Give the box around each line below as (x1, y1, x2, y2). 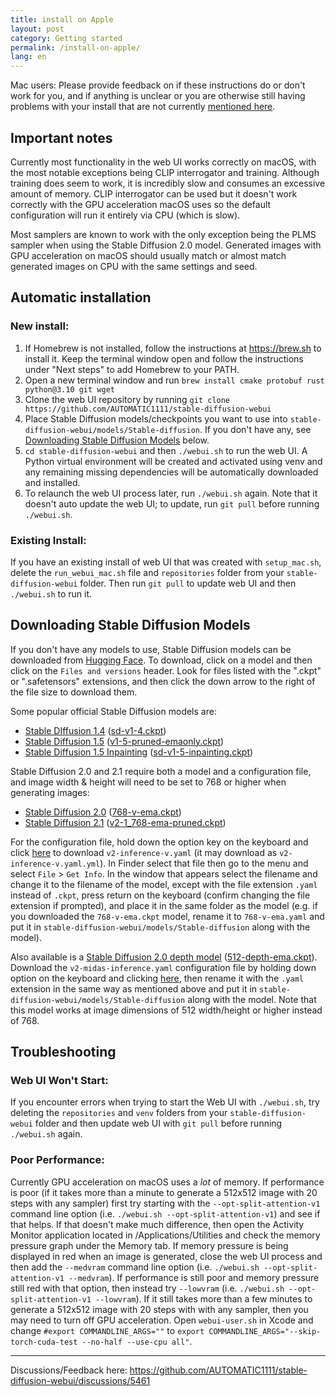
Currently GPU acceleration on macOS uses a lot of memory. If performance (10, 1176, 325, 1188)
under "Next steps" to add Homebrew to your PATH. (24, 363, 240, 375)
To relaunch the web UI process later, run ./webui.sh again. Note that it (24, 487, 318, 499)
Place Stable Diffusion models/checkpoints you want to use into (24, 412, 288, 425)
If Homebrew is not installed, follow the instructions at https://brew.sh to (24, 342, 322, 354)
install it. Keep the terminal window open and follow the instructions (24, 352, 304, 365)
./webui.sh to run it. (10, 587, 93, 600)
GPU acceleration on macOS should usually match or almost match (10, 249, 287, 261)
